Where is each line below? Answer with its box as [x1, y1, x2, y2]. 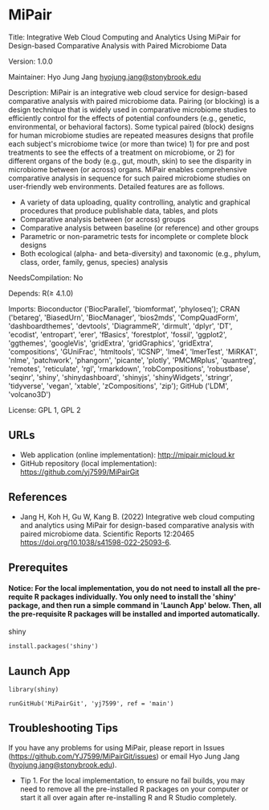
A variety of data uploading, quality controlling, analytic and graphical [19, 197, 251, 207]
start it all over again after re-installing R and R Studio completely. [19, 792, 237, 802]
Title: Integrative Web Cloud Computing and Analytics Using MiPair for [8, 32, 241, 42]
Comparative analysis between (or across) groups [19, 214, 186, 224]
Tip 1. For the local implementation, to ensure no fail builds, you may [19, 775, 246, 785]
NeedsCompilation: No [8, 272, 84, 283]
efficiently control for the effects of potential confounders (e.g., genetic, [8, 113, 247, 122]
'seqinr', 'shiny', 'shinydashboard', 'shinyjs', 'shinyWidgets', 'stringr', [8, 372, 233, 382]
